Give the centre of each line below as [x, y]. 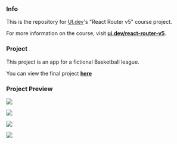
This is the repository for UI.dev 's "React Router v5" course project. [89, 22]
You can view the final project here [49, 73]
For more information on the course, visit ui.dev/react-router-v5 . [86, 33]
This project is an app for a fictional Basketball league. [73, 62]
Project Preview [29, 89]
